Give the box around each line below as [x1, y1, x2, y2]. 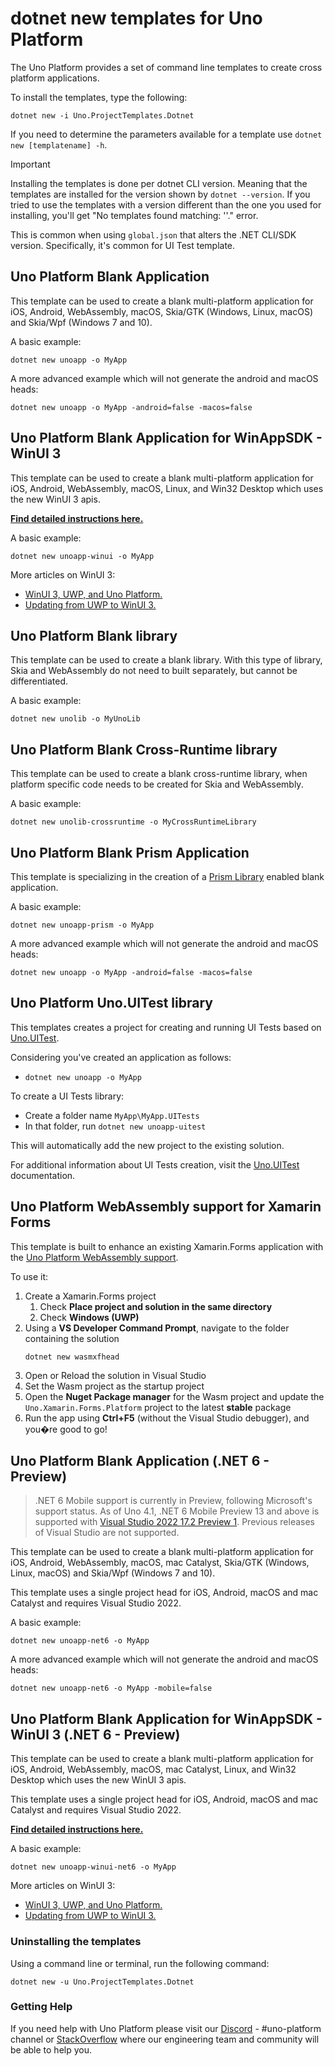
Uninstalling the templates [10, 1935, 142, 1949]
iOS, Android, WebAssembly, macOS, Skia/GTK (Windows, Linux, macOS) [10, 305, 314, 317]
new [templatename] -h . [10, 138, 108, 151]
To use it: [10, 1270, 49, 1282]
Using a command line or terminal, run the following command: [10, 1957, 270, 1969]
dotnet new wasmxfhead [24, 1352, 120, 1362]
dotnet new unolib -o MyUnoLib [10, 714, 141, 724]
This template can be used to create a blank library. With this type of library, [10, 654, 323, 666]
